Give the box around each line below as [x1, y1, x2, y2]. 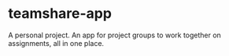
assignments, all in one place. [8, 38, 105, 47]
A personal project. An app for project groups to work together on [8, 30, 222, 40]
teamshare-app [8, 5, 113, 23]
